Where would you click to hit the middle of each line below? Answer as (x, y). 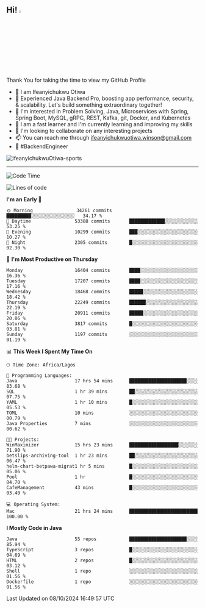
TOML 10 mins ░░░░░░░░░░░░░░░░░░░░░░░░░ (102, 413)
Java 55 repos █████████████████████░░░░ (102, 539)
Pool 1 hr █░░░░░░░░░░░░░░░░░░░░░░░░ (102, 477)
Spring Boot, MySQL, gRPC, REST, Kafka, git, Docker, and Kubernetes (103, 118)
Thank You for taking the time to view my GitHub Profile (76, 80)
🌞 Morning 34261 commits (59, 210)
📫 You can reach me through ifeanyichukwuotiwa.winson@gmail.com (103, 137)
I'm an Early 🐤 (24, 199)
